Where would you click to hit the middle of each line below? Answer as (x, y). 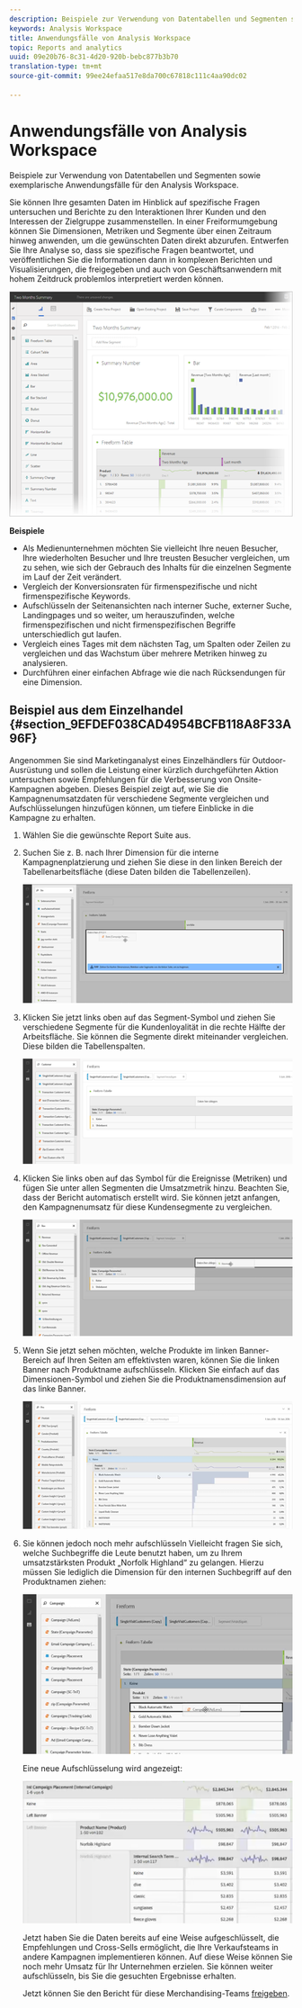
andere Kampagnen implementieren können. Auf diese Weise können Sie (157, 1957)
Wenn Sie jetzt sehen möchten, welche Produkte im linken (130, 1350)
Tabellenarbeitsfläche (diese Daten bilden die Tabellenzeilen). (137, 871)
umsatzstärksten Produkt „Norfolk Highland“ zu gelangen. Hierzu (143, 1562)
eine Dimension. (52, 682)
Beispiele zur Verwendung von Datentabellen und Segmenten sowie (135, 175)
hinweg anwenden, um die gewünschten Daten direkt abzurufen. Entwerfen (149, 240)
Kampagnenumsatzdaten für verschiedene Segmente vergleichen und (139, 798)
